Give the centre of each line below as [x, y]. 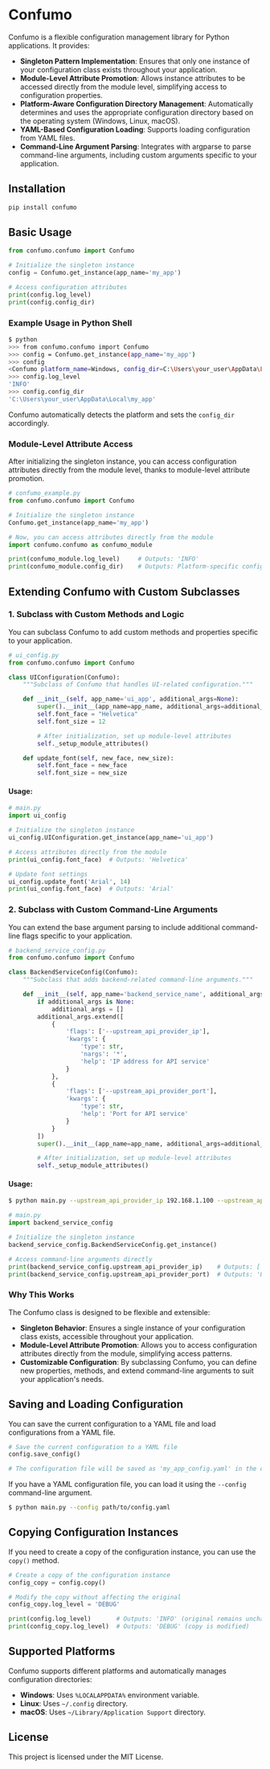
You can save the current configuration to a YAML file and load [112, 1424]
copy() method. [34, 1560]
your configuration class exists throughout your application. [119, 69]
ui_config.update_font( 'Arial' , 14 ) [70, 881]
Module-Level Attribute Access [71, 443]
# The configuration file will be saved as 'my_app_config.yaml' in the [133, 1469]
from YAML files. [47, 137]
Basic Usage [40, 233]
